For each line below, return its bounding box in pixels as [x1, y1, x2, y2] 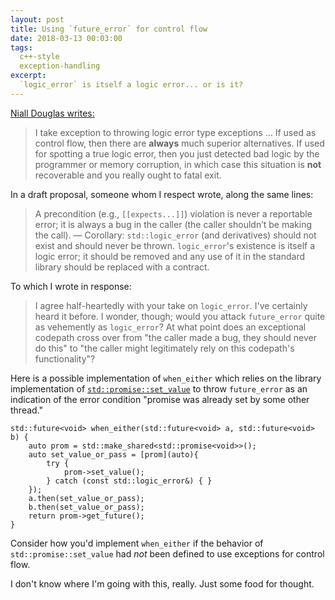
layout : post [10, 14, 65, 25]
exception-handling [19, 61, 101, 71]
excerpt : [10, 71, 47, 81]
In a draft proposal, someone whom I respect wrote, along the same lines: [10, 188, 314, 200]
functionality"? [34, 352, 96, 365]
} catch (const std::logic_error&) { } [46, 476, 213, 486]
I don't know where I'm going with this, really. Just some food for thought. [10, 577, 315, 590]
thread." [10, 404, 44, 416]
